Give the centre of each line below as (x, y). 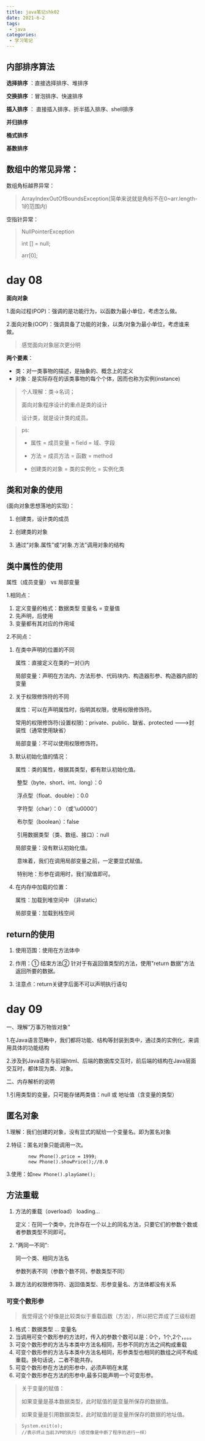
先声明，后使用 (34, 616)
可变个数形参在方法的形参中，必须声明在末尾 (72, 1367)
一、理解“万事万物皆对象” (38, 1027)
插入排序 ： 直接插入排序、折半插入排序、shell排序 (70, 109)
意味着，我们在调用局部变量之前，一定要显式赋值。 (81, 861)
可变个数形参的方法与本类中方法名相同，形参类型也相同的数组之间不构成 (106, 1352)
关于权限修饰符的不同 (42, 697)
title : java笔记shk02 (33, 12)
